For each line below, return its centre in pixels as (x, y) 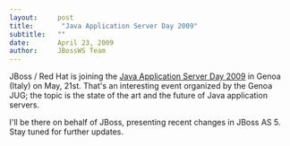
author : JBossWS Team (57, 51)
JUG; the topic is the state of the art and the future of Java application (139, 96)
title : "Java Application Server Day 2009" (104, 26)
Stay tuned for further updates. (66, 132)
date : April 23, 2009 (62, 43)
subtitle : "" (38, 34)
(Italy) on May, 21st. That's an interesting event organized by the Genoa (141, 86)
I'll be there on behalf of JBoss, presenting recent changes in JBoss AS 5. (145, 123)
